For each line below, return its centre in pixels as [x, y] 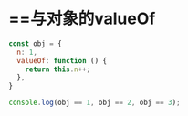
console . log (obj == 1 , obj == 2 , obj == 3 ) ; [94, 103]
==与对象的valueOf [82, 19]
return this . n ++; [58, 69]
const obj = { [36, 43]
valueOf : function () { [62, 60]
